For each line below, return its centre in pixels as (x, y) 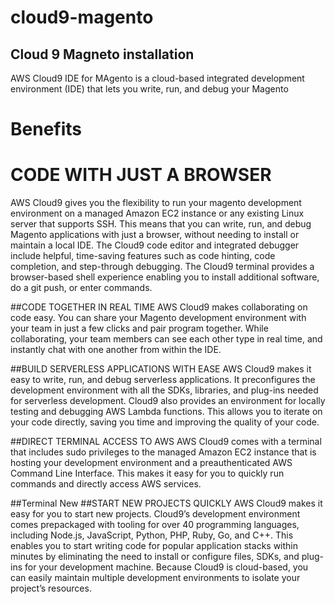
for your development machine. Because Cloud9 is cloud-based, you (166, 567)
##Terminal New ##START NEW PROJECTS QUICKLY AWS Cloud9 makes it (166, 503)
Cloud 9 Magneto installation (102, 54)
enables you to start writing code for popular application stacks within (154, 546)
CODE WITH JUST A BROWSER (141, 175)
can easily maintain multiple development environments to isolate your (155, 578)
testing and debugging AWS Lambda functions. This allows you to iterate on (166, 412)
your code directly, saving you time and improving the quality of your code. (165, 422)
